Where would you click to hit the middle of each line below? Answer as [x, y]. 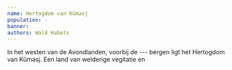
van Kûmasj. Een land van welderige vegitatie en [76, 60]
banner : [18, 26]
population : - [28, 20]
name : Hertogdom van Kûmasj [48, 13]
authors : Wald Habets [38, 33]
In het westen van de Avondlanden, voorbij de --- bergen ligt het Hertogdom [116, 52]
